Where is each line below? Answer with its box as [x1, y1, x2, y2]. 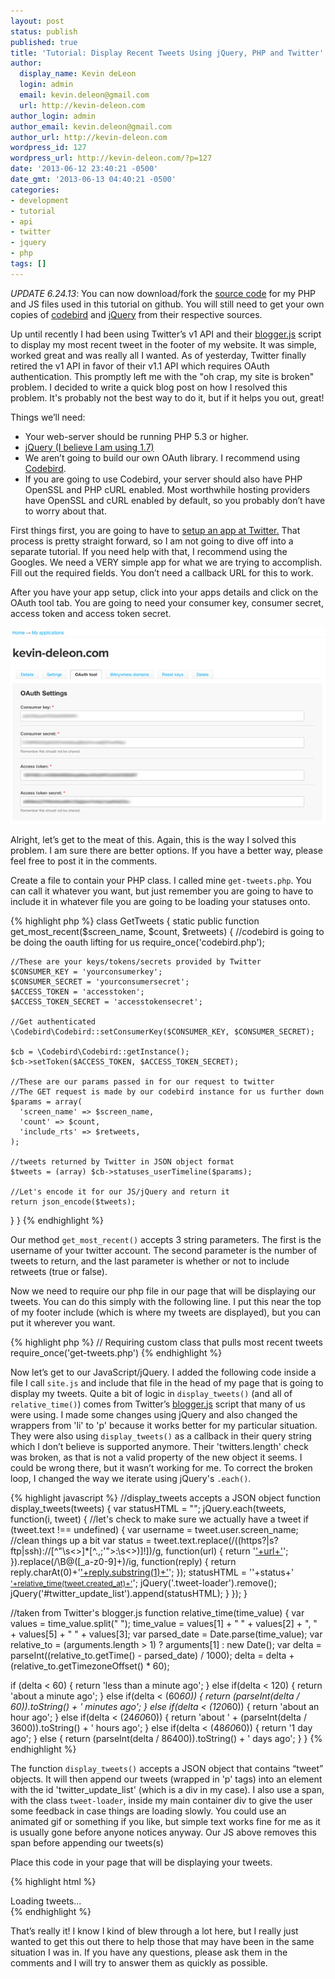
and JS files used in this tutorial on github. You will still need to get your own [10, 298, 325, 310]
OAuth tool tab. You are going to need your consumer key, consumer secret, [10, 596, 324, 609]
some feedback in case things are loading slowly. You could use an [10, 1805, 287, 1817]
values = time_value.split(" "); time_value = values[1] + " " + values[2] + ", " [10, 1617, 318, 1629]
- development [10, 195, 70, 205]
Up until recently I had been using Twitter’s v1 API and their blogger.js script [10, 328, 322, 340]
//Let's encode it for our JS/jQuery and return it [10, 1186, 230, 1197]
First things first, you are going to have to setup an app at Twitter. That [10, 524, 301, 536]
